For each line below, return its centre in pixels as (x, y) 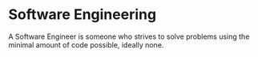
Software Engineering (83, 15)
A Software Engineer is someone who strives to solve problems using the (129, 36)
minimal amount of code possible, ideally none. (86, 44)
